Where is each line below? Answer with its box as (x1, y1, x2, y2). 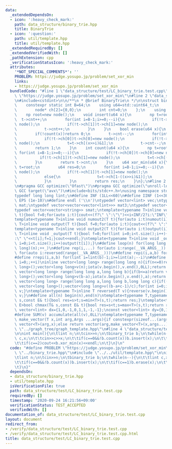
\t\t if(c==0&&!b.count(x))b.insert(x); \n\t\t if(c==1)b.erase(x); (14, 359, 157, 365)
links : (14, 79, 29, 84)
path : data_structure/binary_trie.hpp (14, 22, 97, 27)
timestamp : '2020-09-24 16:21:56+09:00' (10, 398, 97, 403)
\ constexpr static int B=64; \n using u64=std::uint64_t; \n (14, 103, 159, 108)
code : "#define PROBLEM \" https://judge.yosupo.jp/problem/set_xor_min (10, 346, 166, 351)
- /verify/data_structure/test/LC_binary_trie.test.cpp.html (5, 431, 139, 436)
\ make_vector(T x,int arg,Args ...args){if (14, 317, 111, 322)
